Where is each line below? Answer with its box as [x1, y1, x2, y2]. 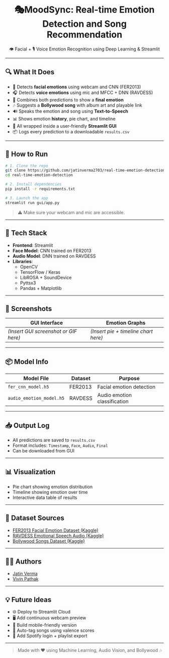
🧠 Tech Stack [5, 229, 47, 237]
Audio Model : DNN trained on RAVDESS [12, 253, 96, 259]
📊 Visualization [5, 468, 56, 476]
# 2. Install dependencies [5, 182, 62, 187]
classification [97, 398, 129, 405]
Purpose [119, 375, 140, 382]
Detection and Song [42, 18, 127, 30]
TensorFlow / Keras [20, 269, 60, 275]
